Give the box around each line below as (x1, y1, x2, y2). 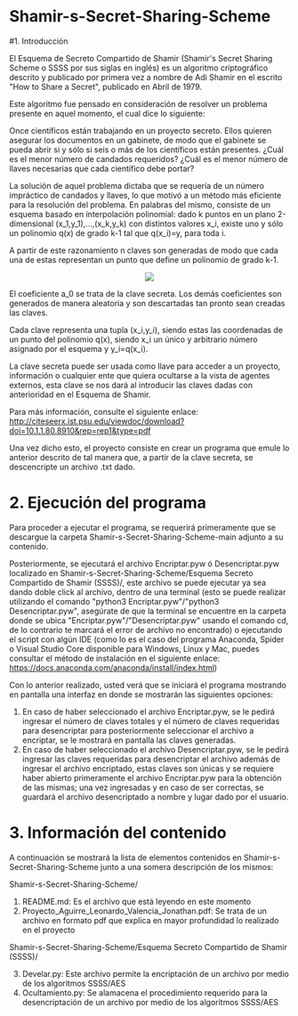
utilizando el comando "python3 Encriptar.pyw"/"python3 (9, 596, 220, 606)
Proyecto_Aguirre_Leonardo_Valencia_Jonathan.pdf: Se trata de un (21, 906, 267, 916)
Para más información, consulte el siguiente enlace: (9, 406, 198, 417)
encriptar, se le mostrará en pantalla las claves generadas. (21, 735, 237, 745)
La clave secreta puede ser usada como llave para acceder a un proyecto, (9, 361, 281, 371)
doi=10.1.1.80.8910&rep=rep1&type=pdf (9, 425, 151, 435)
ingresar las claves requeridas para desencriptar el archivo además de (21, 753, 281, 764)
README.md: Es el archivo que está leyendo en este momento (21, 896, 252, 906)
